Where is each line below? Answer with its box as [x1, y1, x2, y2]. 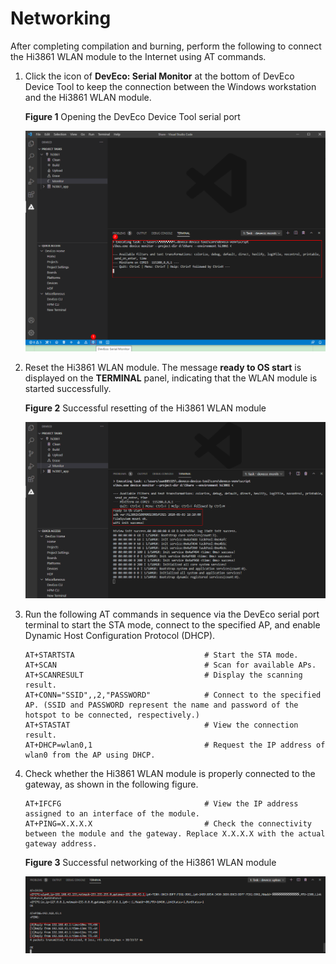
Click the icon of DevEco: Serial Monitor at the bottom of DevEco [24, 70, 295, 82]
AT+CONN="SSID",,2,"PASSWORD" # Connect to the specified [24, 690, 322, 700]
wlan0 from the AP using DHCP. [24, 750, 156, 760]
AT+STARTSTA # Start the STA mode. [24, 650, 299, 660]
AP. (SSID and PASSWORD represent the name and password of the [24, 700, 299, 710]
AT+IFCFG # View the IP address [24, 798, 299, 809]
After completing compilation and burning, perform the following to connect [10, 40, 322, 52]
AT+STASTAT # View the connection [24, 720, 299, 730]
